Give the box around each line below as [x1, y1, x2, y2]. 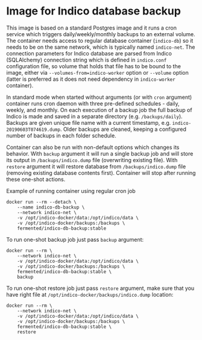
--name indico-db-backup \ [17, 204, 85, 210]
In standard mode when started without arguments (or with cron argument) [6, 93, 192, 101]
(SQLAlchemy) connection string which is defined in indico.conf [6, 56, 167, 63]
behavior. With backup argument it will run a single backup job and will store [6, 150, 194, 157]
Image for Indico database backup [6, 4, 181, 18]
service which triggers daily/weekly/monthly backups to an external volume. [6, 30, 196, 37]
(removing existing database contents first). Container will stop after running [6, 169, 196, 176]
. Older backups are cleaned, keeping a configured [60, 125, 187, 133]
